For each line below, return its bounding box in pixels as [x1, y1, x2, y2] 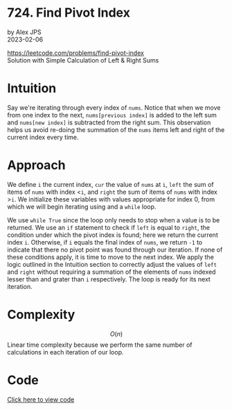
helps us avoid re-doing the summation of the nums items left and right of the [7, 125, 225, 133]
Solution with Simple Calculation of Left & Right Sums [7, 56, 159, 64]
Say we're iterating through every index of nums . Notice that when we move [7, 103, 221, 112]
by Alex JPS [7, 28, 42, 36]
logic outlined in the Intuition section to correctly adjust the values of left [7, 260, 217, 268]
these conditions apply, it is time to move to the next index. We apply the [7, 252, 215, 261]
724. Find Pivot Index [7, 5, 130, 21]
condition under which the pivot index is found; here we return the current [7, 231, 218, 239]
